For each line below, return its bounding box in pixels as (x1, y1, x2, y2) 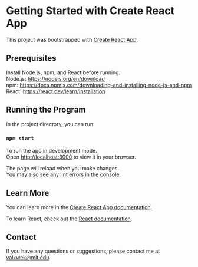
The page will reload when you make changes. (6, 164, 120, 172)
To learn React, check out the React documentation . (6, 215, 133, 222)
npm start (6, 135, 34, 142)
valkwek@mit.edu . (6, 254, 51, 261)
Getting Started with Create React (6, 4, 175, 18)
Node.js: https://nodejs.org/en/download (6, 75, 105, 82)
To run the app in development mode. (6, 147, 97, 154)
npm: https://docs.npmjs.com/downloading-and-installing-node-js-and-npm (6, 81, 192, 88)
